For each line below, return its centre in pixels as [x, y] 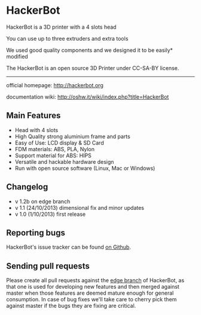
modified [17, 56]
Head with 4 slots [36, 130]
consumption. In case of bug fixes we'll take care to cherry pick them [92, 299]
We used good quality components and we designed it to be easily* [90, 50]
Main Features [33, 116]
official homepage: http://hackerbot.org [55, 85]
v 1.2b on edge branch [42, 201]
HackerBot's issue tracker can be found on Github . [69, 247]
